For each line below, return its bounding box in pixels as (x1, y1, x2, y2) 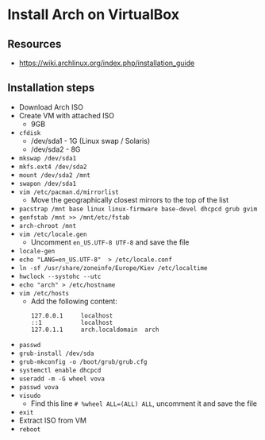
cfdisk (18, 129, 41, 137)
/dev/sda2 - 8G (30, 145, 81, 154)
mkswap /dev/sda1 (18, 154, 77, 162)
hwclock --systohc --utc (18, 272, 102, 280)
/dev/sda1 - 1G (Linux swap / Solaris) (30, 136, 151, 145)
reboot (18, 425, 41, 434)
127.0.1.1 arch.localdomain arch (30, 326, 159, 334)
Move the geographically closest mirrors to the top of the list (30, 195, 229, 204)
